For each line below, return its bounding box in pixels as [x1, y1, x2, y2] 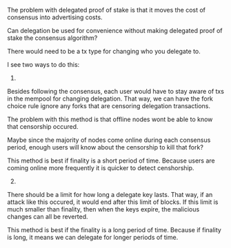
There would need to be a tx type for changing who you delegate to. [7, 48, 201, 55]
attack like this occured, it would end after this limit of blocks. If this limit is [7, 198, 219, 206]
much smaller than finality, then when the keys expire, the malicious [7, 205, 200, 213]
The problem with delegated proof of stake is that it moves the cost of [7, 6, 205, 14]
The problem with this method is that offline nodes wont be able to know [7, 115, 213, 123]
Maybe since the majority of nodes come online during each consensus [7, 136, 211, 144]
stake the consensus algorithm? [7, 34, 98, 42]
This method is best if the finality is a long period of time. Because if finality [7, 226, 222, 234]
